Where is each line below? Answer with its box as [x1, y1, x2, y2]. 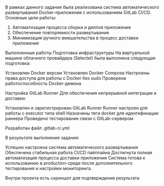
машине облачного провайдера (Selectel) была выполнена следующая [5, 55, 156, 61]
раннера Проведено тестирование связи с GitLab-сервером [5, 116, 134, 121]
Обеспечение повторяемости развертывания [12, 30, 109, 35]
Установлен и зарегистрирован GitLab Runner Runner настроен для [5, 105, 148, 111]
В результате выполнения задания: [5, 135, 80, 140]
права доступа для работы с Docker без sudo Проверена [5, 75, 126, 81]
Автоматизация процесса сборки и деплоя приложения [12, 24, 131, 30]
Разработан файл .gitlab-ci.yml [5, 125, 70, 131]
